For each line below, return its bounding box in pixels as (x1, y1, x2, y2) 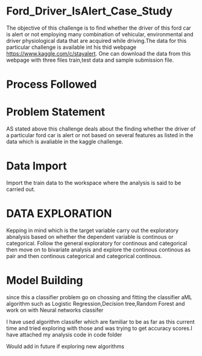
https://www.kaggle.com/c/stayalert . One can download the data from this (6, 50, 191, 57)
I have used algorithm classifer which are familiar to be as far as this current (6, 318, 195, 325)
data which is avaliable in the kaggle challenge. (6, 138, 124, 146)
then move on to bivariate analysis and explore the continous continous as (6, 246, 191, 253)
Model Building (6, 274, 83, 288)
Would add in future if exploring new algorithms (6, 343, 125, 350)
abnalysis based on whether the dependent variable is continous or (6, 233, 174, 240)
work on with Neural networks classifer (6, 306, 104, 314)
